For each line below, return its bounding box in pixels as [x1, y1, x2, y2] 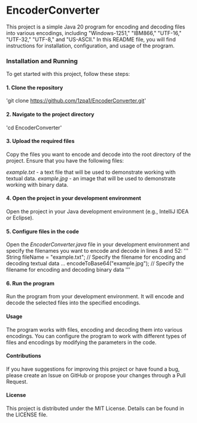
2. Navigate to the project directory [6, 111, 95, 118]
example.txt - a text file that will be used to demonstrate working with [6, 168, 176, 176]
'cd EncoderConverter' [6, 124, 62, 131]
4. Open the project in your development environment [6, 195, 141, 202]
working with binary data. [6, 181, 68, 188]
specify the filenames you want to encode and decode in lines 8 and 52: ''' [6, 247, 189, 255]
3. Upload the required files [6, 138, 75, 145]
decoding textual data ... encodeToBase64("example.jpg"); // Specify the [6, 260, 184, 267]
